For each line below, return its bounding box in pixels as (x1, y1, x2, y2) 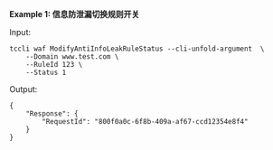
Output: (9, 84, 38, 94)
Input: (9, 27, 32, 37)
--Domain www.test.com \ (25, 52, 119, 61)
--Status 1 (25, 68, 67, 77)
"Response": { (25, 109, 79, 118)
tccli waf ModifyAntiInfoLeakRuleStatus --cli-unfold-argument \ (9, 44, 265, 53)
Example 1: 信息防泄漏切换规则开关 (9, 9, 140, 19)
